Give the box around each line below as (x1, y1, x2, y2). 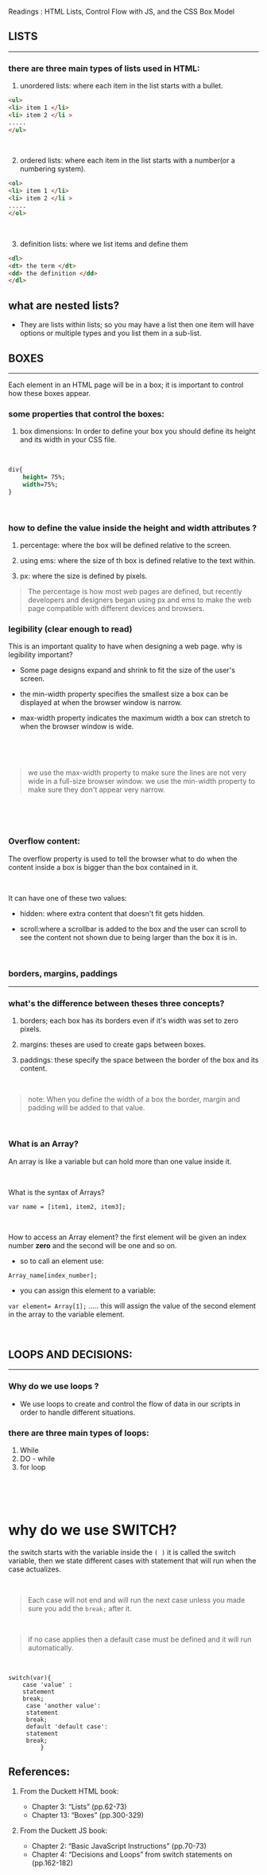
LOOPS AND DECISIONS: (8, 1348, 133, 1361)
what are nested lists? (8, 299, 120, 312)
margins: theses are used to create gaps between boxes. (19, 1039, 207, 1050)
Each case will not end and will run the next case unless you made (27, 1595, 246, 1604)
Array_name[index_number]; (8, 1271, 98, 1279)
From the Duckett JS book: (19, 1826, 108, 1835)
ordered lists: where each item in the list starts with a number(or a (19, 155, 236, 166)
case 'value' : (22, 1681, 73, 1689)
